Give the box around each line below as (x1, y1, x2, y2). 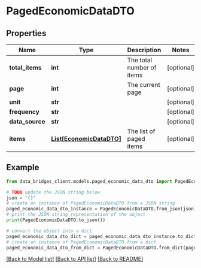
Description (127, 46, 162, 54)
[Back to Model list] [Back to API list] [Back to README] (6, 255, 144, 263)
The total (127, 56, 153, 64)
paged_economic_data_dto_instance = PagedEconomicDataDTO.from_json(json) (6, 206, 197, 212)
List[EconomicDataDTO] (51, 135, 121, 143)
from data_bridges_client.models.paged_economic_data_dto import (6, 178, 172, 184)
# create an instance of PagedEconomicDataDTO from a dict (6, 239, 157, 245)
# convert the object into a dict (6, 228, 93, 234)
